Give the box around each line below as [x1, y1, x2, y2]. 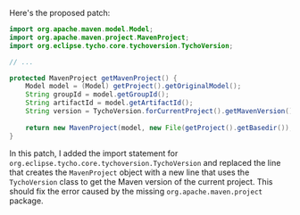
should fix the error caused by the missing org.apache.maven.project [9, 186, 263, 196]
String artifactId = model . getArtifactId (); [25, 98, 194, 108]
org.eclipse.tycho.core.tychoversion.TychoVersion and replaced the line [9, 157, 281, 168]
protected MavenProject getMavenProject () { [9, 73, 178, 83]
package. [9, 195, 44, 206]
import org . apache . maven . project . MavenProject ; [9, 33, 190, 42]
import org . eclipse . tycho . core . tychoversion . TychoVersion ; [9, 41, 234, 50]
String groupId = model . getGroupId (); [25, 90, 170, 99]
